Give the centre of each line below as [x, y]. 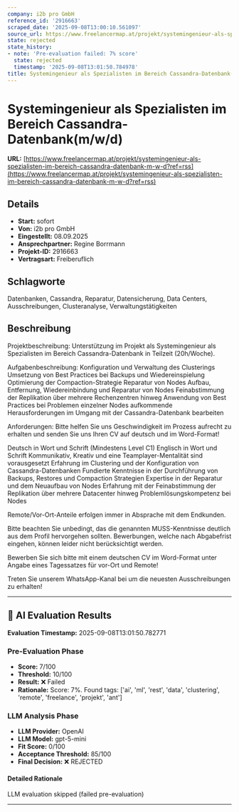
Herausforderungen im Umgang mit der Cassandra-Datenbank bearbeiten [116, 412]
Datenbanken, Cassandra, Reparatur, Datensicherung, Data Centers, [107, 299]
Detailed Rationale [35, 778]
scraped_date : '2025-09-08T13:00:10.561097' [74, 27]
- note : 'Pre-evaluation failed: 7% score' [73, 54]
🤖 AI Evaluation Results [60, 616]
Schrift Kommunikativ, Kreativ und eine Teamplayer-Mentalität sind [105, 455]
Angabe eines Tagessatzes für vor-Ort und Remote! [83, 565]
